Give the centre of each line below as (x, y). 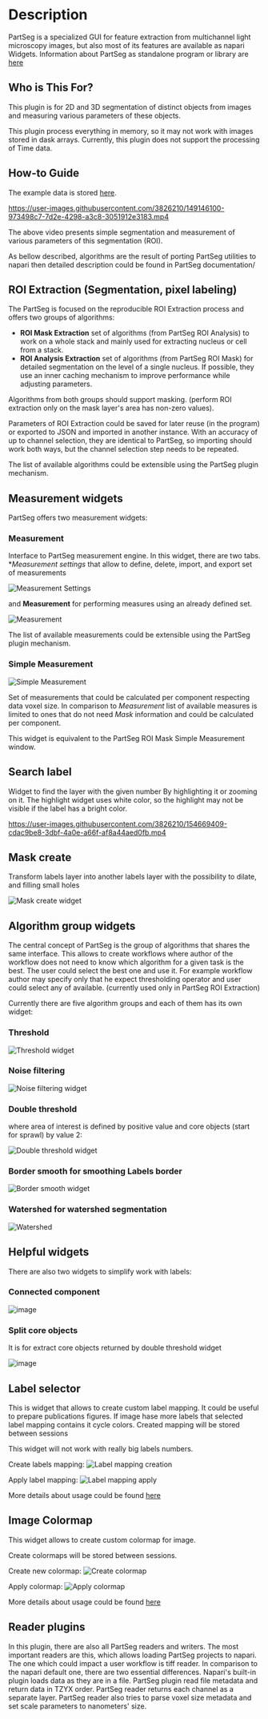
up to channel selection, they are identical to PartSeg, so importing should (130, 441)
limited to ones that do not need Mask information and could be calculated (131, 714)
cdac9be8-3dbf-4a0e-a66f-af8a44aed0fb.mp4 (87, 832)
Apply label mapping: (43, 1479)
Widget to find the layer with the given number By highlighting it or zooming (133, 791)
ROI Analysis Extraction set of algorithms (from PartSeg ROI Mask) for (136, 359)
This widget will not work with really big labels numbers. (101, 1448)
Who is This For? (51, 88)
